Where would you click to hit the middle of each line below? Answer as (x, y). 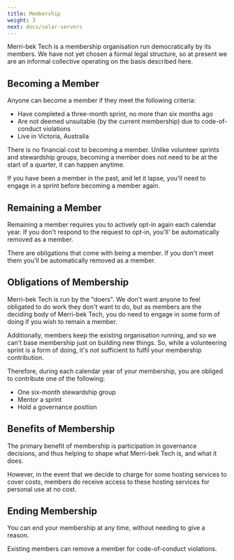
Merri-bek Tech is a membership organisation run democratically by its (109, 47)
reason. (18, 535)
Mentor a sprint (39, 399)
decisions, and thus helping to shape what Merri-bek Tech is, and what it (112, 453)
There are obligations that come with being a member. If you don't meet (111, 253)
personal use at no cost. (42, 489)
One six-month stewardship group (67, 392)
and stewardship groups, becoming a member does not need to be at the (112, 157)
